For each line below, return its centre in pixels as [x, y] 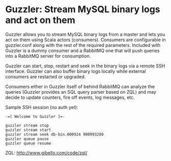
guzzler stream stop [27, 125]
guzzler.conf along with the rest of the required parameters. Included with [83, 45]
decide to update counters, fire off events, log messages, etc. [70, 97]
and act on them [40, 20]
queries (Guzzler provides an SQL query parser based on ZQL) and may [81, 92]
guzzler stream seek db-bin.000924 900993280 [54, 134]
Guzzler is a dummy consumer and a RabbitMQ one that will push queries [82, 50]
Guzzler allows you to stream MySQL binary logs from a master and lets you [85, 34]
